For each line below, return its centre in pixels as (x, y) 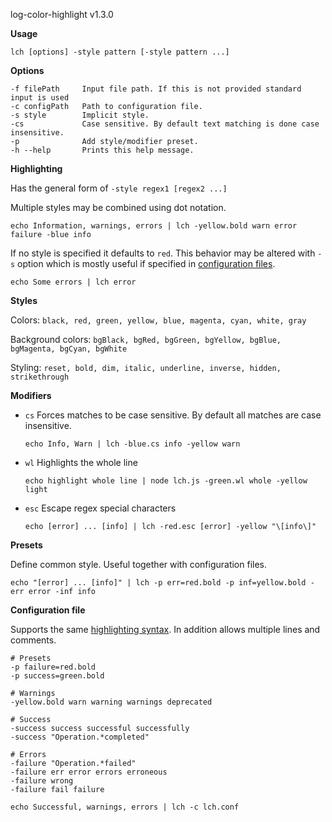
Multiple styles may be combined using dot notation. (118, 207)
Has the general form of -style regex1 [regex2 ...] (119, 188)
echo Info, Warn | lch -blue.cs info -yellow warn (132, 444)
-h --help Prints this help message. (102, 150)
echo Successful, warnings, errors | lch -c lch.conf (125, 807)
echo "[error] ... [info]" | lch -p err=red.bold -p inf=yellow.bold (158, 583)
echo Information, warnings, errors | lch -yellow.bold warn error (154, 226)
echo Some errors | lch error (73, 282)
